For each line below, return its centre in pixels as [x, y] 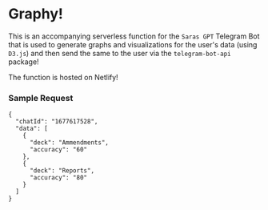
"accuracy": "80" [58, 178]
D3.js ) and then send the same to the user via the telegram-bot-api [120, 53]
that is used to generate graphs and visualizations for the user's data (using [133, 44]
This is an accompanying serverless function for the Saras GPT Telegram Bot [134, 36]
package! [24, 62]
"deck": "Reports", [62, 171]
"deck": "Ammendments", [69, 143]
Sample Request [41, 98]
